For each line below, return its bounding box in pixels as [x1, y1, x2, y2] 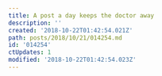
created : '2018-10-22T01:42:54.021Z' [8, 26, 133, 34]
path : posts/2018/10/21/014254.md [8, 33, 123, 42]
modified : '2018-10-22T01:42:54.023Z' [8, 56, 137, 64]
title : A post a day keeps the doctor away [8, 11, 155, 20]
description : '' [8, 19, 62, 27]
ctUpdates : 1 [8, 48, 52, 56]
